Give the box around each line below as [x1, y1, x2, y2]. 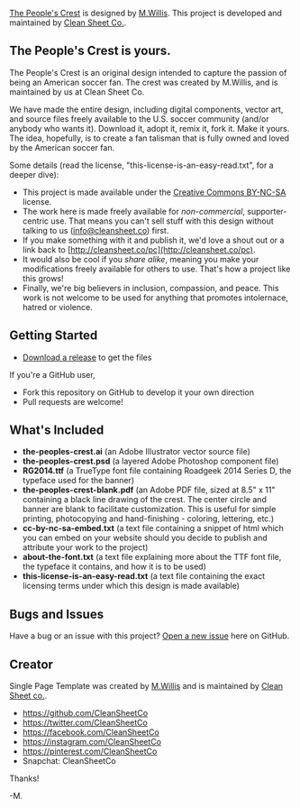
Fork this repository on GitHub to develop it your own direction [22, 387, 255, 398]
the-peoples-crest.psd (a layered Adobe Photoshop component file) [22, 455, 279, 467]
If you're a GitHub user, [9, 369, 96, 380]
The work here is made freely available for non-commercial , [22, 206, 246, 216]
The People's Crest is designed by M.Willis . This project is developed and [9, 8, 282, 18]
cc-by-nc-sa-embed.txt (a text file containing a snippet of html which [22, 523, 284, 534]
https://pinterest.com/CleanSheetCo [22, 746, 158, 757]
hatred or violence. [22, 301, 93, 312]
